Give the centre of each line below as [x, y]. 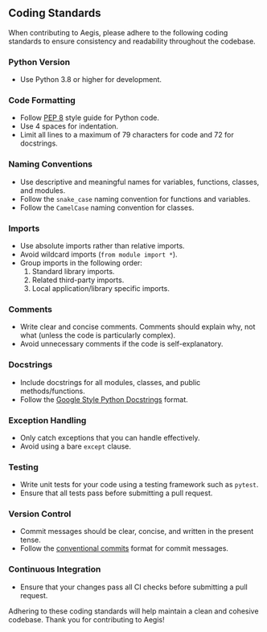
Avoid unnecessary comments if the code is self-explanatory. [121, 344]
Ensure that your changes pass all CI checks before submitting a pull [133, 587]
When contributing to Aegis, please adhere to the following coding [118, 32]
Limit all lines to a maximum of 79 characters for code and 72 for [127, 135]
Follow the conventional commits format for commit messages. [124, 548]
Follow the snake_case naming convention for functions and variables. [135, 199]
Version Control [40, 514]
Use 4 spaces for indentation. [69, 126]
